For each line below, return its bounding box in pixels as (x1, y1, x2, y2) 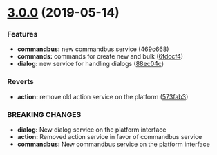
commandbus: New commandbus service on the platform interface (17, 140, 211, 149)
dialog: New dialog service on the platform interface (17, 125, 167, 134)
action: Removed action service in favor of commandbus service (17, 133, 202, 141)
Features (7, 30, 38, 39)
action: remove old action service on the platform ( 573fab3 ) (17, 92, 189, 101)
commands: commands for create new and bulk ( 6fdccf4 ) (17, 52, 184, 61)
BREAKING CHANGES (7, 110, 82, 119)
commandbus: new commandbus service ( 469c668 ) (17, 45, 169, 53)
